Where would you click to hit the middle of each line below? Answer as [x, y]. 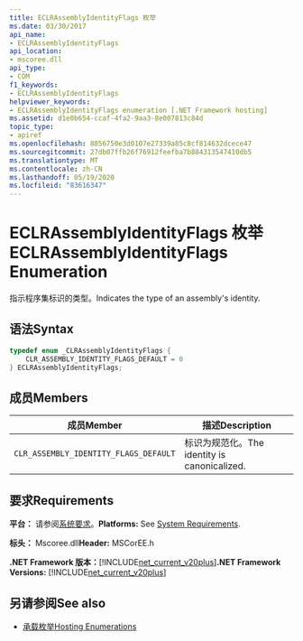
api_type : [28, 69]
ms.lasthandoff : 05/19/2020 [62, 177]
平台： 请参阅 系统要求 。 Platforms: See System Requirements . [125, 524]
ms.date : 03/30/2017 [48, 26]
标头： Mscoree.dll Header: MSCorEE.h [82, 543]
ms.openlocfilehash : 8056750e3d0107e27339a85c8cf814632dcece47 [131, 144]
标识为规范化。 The [224, 443]
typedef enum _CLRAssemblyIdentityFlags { [90, 350]
